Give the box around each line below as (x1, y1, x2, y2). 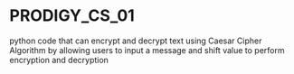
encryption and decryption (9, 54, 109, 65)
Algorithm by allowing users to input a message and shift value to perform (9, 44, 285, 55)
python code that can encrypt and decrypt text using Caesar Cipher (9, 35, 262, 46)
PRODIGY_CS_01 (9, 5, 136, 26)
